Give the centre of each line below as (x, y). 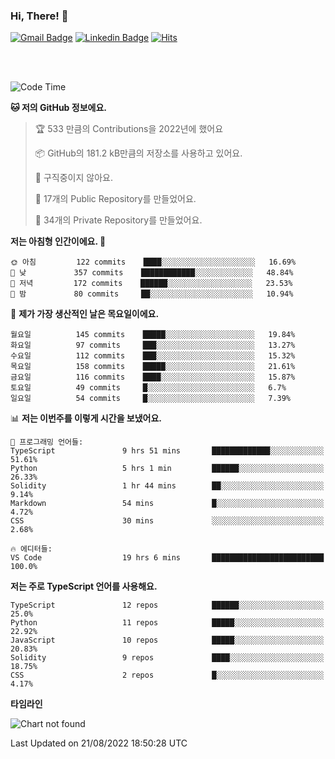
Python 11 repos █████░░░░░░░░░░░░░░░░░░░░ (167, 623)
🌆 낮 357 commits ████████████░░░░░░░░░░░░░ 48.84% (152, 273)
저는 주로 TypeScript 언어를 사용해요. (84, 586)
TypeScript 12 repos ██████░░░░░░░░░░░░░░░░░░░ (167, 605)
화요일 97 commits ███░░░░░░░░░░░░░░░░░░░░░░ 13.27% (153, 345)
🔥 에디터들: (31, 549)
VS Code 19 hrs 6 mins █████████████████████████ (167, 558)
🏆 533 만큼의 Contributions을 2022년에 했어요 (129, 129)
